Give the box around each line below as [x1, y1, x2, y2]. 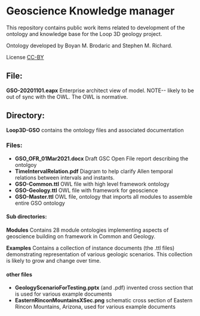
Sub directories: [6, 213, 47, 220]
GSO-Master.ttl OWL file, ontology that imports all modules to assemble [14, 193, 193, 200]
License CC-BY [6, 53, 44, 60]
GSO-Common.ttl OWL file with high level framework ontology [14, 180, 170, 187]
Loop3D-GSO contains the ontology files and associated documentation [6, 126, 184, 133]
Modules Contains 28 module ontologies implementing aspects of [6, 226, 169, 234]
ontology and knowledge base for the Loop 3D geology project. [6, 30, 162, 37]
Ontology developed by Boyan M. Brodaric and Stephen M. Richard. [6, 42, 173, 49]
